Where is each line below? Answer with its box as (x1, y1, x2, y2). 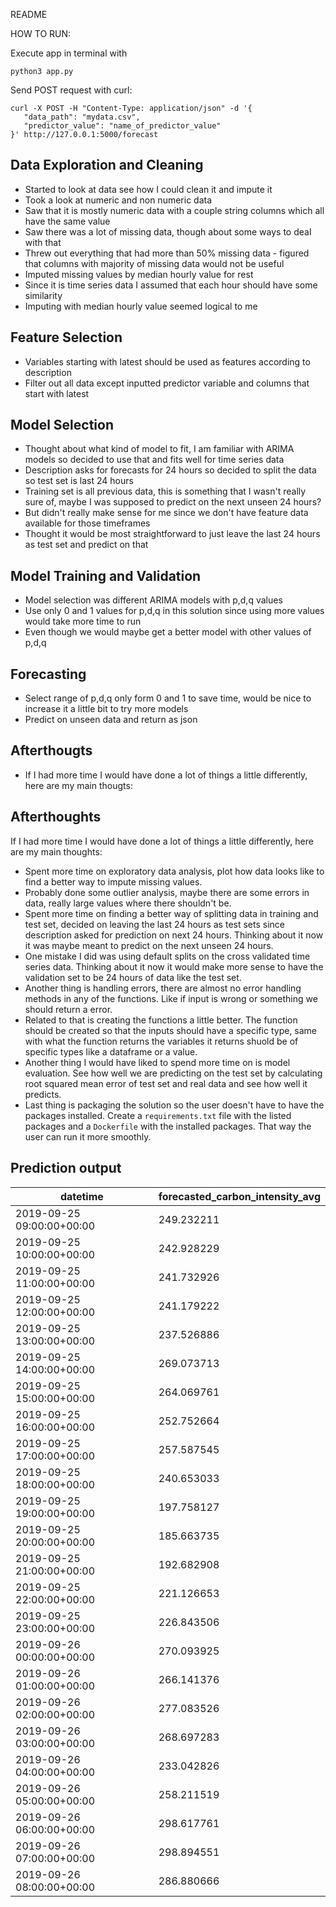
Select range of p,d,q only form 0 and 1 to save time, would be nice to (24, 692, 312, 704)
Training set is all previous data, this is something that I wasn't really (24, 485, 307, 498)
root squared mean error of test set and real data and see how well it (24, 1077, 308, 1089)
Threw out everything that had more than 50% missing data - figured (24, 247, 310, 259)
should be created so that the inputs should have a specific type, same (24, 1024, 318, 1036)
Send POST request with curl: (10, 84, 133, 96)
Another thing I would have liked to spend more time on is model (24, 1056, 291, 1068)
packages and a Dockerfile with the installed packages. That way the (24, 1120, 312, 1132)
